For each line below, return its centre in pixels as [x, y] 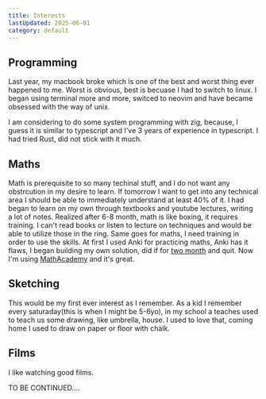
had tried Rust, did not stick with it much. [75, 139]
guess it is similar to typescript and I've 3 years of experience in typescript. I [133, 131]
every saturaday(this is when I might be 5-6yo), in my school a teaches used [133, 311]
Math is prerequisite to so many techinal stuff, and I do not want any [119, 183]
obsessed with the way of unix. [59, 107]
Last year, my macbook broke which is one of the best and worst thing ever [131, 82]
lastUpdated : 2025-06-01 [49, 23]
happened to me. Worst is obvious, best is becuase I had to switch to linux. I [133, 90]
